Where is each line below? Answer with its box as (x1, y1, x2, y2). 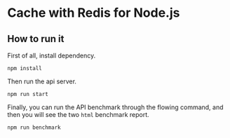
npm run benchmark (7, 124, 61, 131)
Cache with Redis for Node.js (7, 5, 180, 21)
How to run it (7, 33, 65, 45)
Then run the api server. (7, 77, 77, 85)
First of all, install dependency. (7, 51, 96, 60)
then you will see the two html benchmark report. (7, 111, 149, 118)
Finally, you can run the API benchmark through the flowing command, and (7, 103, 224, 111)
